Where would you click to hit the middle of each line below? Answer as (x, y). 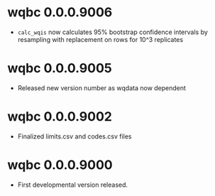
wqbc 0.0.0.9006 (60, 12)
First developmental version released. (73, 185)
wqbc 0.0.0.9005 (60, 69)
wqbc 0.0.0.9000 (60, 165)
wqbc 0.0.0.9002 (60, 117)
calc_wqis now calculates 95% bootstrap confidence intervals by (112, 32)
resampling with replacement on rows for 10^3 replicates (100, 39)
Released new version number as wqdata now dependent (102, 88)
